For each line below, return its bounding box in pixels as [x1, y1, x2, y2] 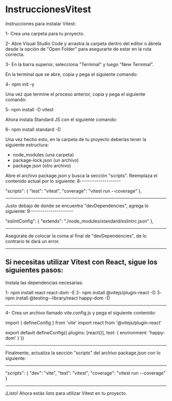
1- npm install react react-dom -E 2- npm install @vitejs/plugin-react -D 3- [5, 289, 162, 295]
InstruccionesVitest [5, 4, 91, 15]
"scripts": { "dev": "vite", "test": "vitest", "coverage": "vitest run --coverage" [5, 370, 166, 376]
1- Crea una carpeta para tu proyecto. [5, 30, 85, 36]
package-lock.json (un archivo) [12, 157, 79, 163]
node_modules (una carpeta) [12, 151, 74, 157]
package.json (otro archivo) [12, 163, 71, 169]
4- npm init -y [5, 81, 35, 87]
